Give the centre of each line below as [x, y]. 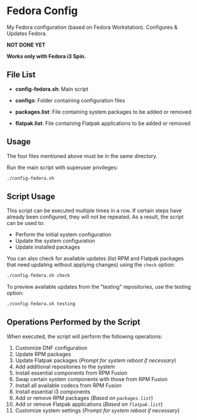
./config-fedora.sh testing [41, 304]
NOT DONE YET [26, 45]
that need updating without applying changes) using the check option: [91, 265]
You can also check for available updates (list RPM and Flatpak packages [95, 259]
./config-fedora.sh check [38, 276]
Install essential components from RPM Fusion [71, 373]
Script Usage [31, 196]
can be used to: [26, 223]
